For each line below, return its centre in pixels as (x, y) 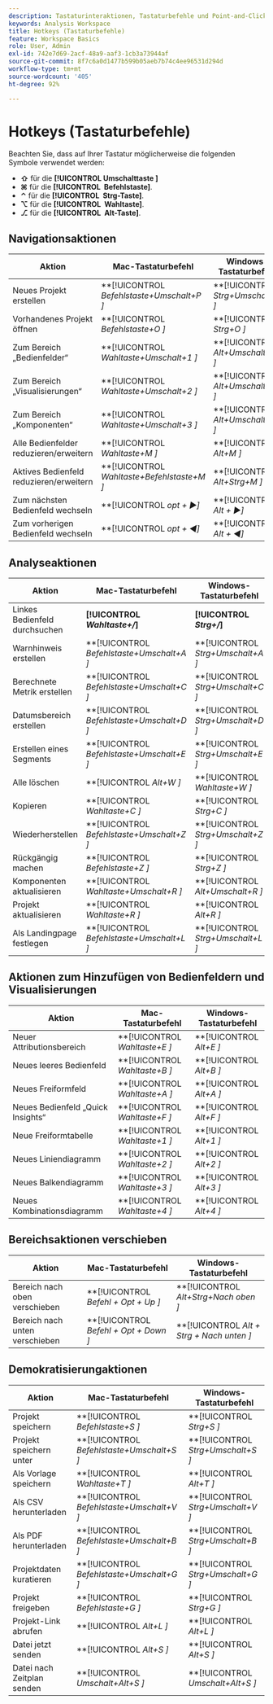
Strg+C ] (211, 811)
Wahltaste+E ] (145, 1047)
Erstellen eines (41, 749)
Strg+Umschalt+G (223, 1574)
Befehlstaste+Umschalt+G (127, 1574)
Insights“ (29, 1117)
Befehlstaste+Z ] (118, 868)
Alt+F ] (208, 1117)
